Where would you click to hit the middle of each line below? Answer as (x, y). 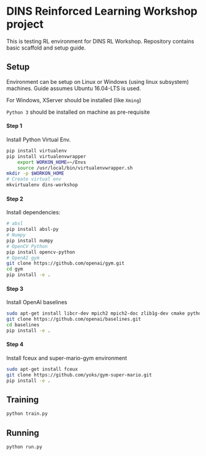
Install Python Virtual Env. (39, 140)
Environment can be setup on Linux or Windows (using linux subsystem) (97, 81)
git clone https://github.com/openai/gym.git (65, 264)
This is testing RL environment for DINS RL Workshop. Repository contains (100, 41)
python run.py (25, 447)
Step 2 (15, 199)
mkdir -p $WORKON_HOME (35, 174)
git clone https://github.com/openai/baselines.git (74, 320)
